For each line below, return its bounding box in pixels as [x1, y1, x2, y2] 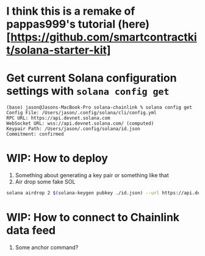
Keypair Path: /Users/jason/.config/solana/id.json [6, 126, 140, 132]
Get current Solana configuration [6, 71, 177, 85]
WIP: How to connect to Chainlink [6, 211, 180, 224]
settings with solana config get [6, 84, 170, 98]
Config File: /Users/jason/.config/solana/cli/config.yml [6, 110, 157, 116]
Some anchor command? [15, 243, 79, 251]
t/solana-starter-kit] [6, 43, 111, 57]
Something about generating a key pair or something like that [15, 172, 169, 179]
